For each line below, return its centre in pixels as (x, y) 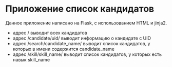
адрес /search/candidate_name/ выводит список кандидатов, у (81, 43)
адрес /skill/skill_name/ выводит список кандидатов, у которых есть (87, 54)
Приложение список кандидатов (80, 9)
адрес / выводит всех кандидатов (50, 32)
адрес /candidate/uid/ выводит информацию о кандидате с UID (82, 38)
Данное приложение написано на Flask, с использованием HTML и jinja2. (86, 23)
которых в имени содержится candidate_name (63, 49)
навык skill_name (31, 59)
